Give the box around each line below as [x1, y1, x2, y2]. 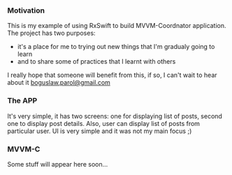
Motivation [7, 6, 45, 15]
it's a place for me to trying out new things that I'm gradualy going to [17, 43, 215, 51]
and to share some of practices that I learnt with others [17, 57, 176, 66]
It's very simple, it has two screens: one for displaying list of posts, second [7, 111, 222, 120]
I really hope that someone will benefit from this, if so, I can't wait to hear [7, 71, 218, 79]
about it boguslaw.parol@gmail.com [7, 78, 110, 87]
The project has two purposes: [7, 29, 96, 37]
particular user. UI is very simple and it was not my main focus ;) [7, 127, 192, 135]
